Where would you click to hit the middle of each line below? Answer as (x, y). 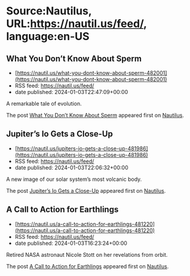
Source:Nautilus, (49, 11)
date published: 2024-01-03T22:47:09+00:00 (71, 92)
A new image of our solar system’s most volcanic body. (74, 179)
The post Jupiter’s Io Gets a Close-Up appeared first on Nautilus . (86, 190)
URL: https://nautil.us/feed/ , (76, 24)
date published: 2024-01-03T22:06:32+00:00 (71, 167)
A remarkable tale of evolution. (44, 104)
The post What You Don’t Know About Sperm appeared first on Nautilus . (95, 115)
